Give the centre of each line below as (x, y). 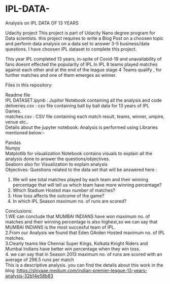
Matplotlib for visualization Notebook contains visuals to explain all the (79, 153)
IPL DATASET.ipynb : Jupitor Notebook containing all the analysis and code (84, 100)
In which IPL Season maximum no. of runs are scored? (70, 201)
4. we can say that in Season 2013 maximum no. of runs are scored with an (84, 254)
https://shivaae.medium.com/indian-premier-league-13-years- (82, 270)
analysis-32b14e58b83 (29, 276)
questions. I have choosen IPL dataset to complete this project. (71, 49)
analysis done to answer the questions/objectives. (58, 159)
